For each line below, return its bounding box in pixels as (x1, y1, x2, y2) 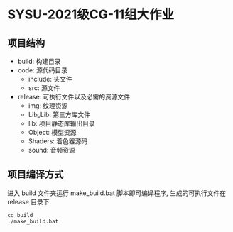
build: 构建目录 (17, 57, 61, 65)
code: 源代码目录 (17, 66, 67, 74)
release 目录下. (7, 197, 52, 206)
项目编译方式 (7, 168, 64, 181)
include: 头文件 (28, 75, 72, 83)
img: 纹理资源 (28, 101, 68, 110)
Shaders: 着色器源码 (28, 137, 88, 145)
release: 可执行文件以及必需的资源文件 (17, 93, 131, 101)
